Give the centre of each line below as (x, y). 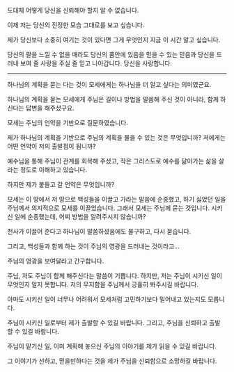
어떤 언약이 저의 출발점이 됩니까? (52, 146)
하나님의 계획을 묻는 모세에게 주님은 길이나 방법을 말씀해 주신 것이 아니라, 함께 (113, 99)
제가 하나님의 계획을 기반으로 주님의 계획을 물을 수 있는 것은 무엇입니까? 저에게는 (117, 137)
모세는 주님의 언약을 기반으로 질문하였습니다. (68, 123)
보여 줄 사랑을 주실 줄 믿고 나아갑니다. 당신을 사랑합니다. (96, 63)
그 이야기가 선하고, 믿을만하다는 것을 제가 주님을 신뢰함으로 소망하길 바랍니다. (112, 361)
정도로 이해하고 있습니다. (54, 170)
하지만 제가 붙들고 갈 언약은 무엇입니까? (61, 184)
